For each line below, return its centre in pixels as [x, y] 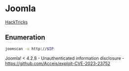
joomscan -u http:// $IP [29, 49]
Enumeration [25, 37]
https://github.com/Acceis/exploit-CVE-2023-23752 [58, 63]
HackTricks [16, 22]
